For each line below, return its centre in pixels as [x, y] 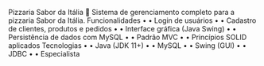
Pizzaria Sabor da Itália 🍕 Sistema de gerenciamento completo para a [121, 12]
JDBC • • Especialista [44, 54]
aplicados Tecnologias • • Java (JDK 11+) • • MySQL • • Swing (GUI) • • [127, 46]
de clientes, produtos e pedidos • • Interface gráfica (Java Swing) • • [122, 29]
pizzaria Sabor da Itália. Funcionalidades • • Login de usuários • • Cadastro [132, 20]
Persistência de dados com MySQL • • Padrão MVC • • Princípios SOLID [128, 37]
